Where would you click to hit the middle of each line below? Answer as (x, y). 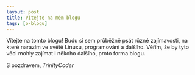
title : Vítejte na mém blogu (43, 18)
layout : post (23, 12)
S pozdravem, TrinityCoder (40, 65)
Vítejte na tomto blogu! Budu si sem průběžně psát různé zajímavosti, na (97, 41)
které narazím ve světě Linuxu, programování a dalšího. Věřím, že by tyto (98, 47)
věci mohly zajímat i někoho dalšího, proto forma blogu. (76, 54)
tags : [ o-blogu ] (27, 23)
